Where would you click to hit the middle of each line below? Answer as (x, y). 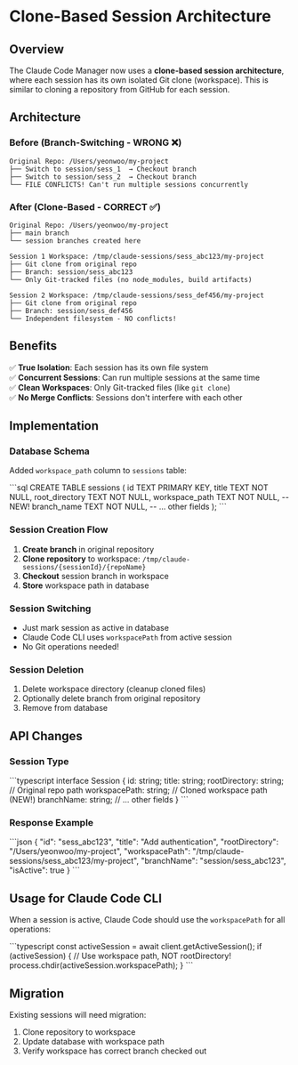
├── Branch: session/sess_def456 (71, 311)
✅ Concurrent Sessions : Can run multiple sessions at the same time (135, 377)
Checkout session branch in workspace (95, 576)
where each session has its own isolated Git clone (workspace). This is (139, 80)
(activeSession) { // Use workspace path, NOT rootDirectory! (120, 956)
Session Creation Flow (59, 529)
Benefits (33, 346)
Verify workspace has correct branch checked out (114, 1051)
